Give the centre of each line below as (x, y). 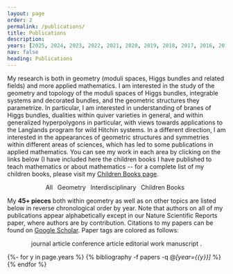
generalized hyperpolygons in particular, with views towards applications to (115, 122)
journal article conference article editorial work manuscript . (116, 244)
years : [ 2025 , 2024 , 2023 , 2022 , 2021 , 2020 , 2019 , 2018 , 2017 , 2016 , (111, 46)
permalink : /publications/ (46, 26)
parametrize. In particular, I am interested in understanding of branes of (109, 107)
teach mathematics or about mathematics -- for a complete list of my (106, 166)
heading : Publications (40, 59)
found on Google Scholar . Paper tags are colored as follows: (93, 230)
